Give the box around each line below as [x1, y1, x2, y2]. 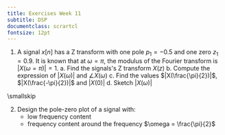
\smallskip [7, 92, 36, 100]
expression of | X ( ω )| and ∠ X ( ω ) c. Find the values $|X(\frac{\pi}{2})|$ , [16, 71, 217, 79]
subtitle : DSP [7, 16, 48, 23]
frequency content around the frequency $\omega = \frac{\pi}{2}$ [27, 120, 216, 128]
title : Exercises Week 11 [7, 10, 81, 17]
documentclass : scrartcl [7, 23, 78, 29]
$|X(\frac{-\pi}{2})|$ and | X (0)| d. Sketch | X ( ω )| [16, 79, 152, 87]
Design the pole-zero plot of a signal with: [16, 106, 136, 114]
